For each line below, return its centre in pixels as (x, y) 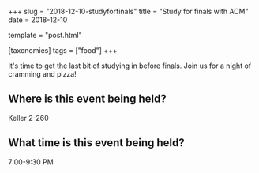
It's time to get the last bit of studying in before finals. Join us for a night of (129, 66)
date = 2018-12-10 (38, 20)
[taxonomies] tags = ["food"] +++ (63, 50)
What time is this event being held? (97, 143)
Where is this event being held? (88, 99)
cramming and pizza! (42, 74)
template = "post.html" (45, 35)
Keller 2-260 (28, 118)
